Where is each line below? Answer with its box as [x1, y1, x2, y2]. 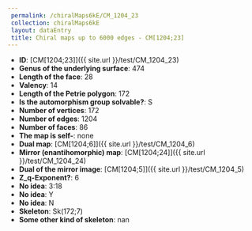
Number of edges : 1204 [18, 114, 98, 123]
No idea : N [18, 199, 55, 208]
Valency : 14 [18, 81, 58, 90]
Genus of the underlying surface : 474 [18, 64, 145, 74]
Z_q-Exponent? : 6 [18, 173, 80, 183]
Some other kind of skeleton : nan [18, 215, 130, 225]
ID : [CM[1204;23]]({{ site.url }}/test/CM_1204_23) [18, 55, 179, 65]
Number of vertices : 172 [18, 106, 100, 116]
